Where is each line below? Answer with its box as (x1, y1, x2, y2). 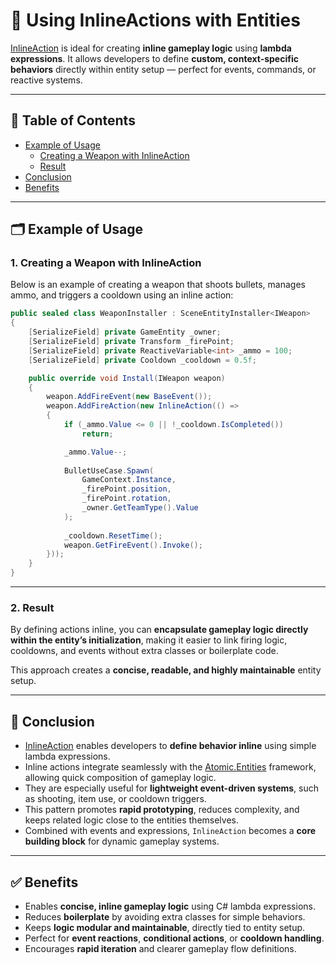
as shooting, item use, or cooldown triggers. (24, 793, 207, 805)
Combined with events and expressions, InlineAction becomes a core (24, 825, 317, 837)
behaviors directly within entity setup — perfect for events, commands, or (10, 63, 317, 75)
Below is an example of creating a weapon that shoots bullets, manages (10, 279, 306, 291)
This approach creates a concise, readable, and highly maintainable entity (10, 664, 322, 676)
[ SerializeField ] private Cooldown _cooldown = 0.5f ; (28, 355, 257, 365)
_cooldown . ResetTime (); (63, 530, 163, 541)
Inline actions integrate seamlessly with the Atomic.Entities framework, (24, 761, 317, 773)
